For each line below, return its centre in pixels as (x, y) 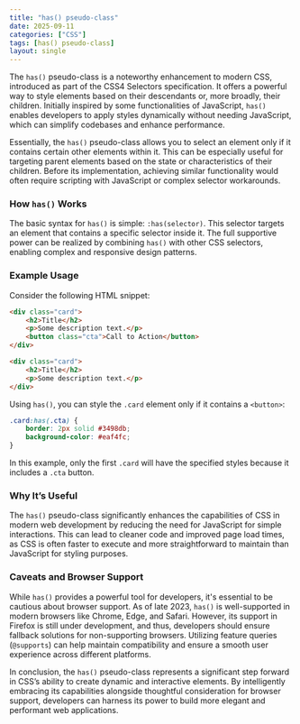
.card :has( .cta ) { (44, 420)
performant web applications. (64, 710)
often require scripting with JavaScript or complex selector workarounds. (145, 180)
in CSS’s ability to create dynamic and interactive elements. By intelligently (147, 681)
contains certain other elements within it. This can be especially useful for (146, 152)
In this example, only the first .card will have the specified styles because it (150, 463)
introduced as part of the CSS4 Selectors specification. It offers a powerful (148, 87)
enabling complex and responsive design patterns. (103, 252)
